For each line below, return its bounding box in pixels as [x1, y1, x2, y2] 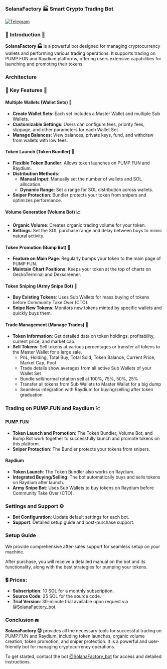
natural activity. [12, 233, 45, 239]
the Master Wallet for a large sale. [12, 349, 82, 355]
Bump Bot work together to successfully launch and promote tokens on [12, 435, 160, 441]
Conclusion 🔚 [5, 616, 39, 623]
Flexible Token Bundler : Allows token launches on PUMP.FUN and [12, 160, 150, 166]
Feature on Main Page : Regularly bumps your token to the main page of [12, 255, 161, 261]
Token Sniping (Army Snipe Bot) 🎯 [5, 283, 77, 289]
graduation [20, 392, 43, 398]
